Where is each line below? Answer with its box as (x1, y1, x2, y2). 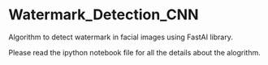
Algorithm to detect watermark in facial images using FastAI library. (8, 32, 233, 42)
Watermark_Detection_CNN (8, 6, 199, 24)
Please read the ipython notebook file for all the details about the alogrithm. (8, 47, 262, 57)
